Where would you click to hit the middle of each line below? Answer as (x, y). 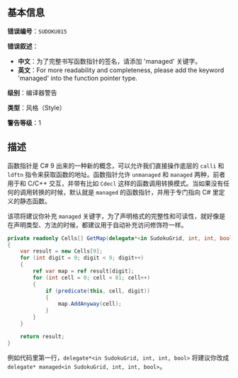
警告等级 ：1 (24, 122)
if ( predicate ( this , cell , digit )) (98, 291)
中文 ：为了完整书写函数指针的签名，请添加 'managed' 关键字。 (109, 61)
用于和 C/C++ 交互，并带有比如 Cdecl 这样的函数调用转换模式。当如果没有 (115, 183)
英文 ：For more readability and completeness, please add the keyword (121, 70)
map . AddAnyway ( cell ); (90, 304)
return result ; (42, 336)
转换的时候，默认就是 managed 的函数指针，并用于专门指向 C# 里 (125, 192)
